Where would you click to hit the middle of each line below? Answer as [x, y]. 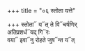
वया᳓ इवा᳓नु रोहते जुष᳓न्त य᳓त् [41, 40]
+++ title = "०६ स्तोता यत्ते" [41, 11]
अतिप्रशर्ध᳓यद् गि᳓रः [29, 32]
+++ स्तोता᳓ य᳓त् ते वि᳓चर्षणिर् [42, 24]
